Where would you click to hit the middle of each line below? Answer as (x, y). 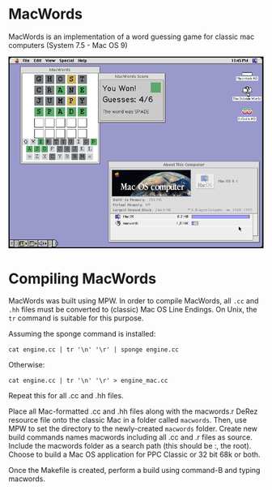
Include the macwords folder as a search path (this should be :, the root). (130, 446)
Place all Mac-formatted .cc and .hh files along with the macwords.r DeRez (133, 411)
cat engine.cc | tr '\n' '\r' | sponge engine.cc (94, 350)
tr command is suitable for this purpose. (76, 318)
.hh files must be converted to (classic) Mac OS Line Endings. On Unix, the (133, 310)
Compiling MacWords (82, 279)
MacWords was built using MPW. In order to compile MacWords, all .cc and (134, 301)
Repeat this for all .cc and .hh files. (66, 396)
